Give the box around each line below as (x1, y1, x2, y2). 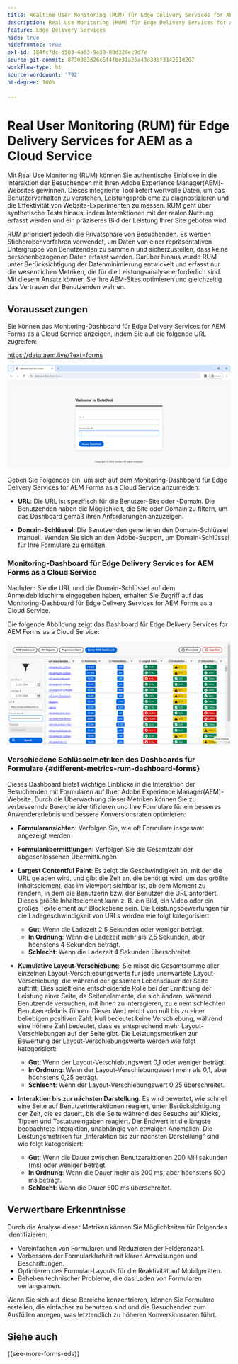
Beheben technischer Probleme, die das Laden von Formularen (17, 1274, 202, 1283)
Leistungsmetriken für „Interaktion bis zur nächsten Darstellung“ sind (17, 1132, 220, 1140)
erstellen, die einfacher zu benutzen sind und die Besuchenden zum (7, 1302, 207, 1311)
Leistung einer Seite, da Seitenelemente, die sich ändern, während (17, 991, 212, 1000)
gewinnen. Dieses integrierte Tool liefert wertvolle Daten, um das (35, 186, 225, 195)
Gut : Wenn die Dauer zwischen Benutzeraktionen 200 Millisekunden (28, 1153, 228, 1161)
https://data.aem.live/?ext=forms (7, 351, 103, 359)
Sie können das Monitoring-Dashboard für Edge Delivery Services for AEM (7, 322, 225, 331)
